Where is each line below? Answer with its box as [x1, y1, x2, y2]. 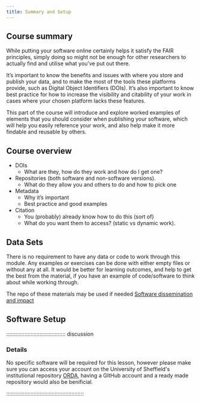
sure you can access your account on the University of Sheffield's [6, 366, 170, 373]
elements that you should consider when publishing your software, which [6, 115, 188, 123]
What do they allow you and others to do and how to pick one [23, 181, 176, 188]
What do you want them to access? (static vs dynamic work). [23, 220, 176, 227]
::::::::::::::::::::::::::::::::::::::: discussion [6, 330, 94, 337]
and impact [6, 297, 34, 304]
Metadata [14, 188, 39, 195]
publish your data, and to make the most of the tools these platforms [6, 78, 176, 85]
